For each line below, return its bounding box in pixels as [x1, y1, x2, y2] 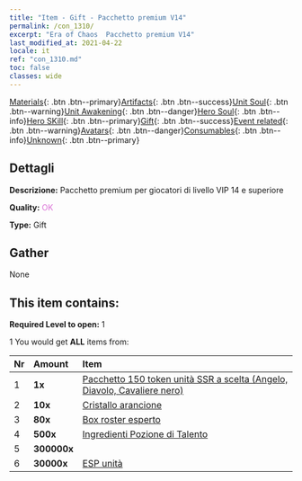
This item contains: [9, 295, 120, 310]
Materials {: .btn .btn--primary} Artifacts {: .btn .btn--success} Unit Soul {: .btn [9, 96, 289, 107]
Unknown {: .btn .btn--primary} [26, 134, 140, 145]
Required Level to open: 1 [9, 319, 105, 330]
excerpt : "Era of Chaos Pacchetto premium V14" [9, 30, 195, 39]
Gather [9, 245, 49, 261]
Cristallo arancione [82, 399, 163, 412]
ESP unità [82, 458, 123, 470]
